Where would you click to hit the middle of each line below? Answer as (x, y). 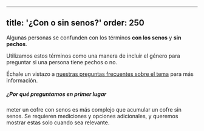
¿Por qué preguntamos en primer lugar (56, 94)
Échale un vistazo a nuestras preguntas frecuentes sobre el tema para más (100, 74)
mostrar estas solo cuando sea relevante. (58, 123)
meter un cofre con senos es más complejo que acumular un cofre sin (94, 109)
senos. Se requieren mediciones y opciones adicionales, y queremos (92, 116)
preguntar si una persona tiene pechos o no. (62, 62)
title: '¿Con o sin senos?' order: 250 (75, 23)
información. (22, 80)
